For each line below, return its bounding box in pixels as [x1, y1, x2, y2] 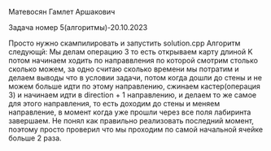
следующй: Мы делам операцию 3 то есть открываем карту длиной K [8, 47, 253, 56]
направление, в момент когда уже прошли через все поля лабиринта [8, 107, 251, 117]
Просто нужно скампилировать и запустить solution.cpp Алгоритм [8, 38, 241, 48]
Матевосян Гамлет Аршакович [8, 7, 116, 16]
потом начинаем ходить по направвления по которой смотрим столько [8, 56, 259, 65]
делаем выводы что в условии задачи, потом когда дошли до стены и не [8, 73, 263, 82]
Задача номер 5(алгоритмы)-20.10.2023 [8, 23, 148, 32]
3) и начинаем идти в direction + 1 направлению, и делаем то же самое [8, 90, 257, 100]
